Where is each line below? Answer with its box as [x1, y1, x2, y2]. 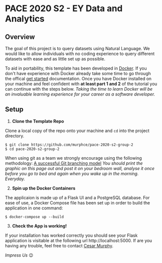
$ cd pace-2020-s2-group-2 [5, 147, 60, 151]
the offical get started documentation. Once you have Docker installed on [5, 76, 152, 81]
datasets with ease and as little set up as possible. [5, 56, 106, 61]
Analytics [5, 13, 45, 24]
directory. [5, 132, 24, 139]
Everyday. [5, 176, 25, 182]
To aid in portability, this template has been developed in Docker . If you [5, 65, 147, 71]
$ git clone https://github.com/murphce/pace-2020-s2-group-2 [5, 142, 133, 147]
